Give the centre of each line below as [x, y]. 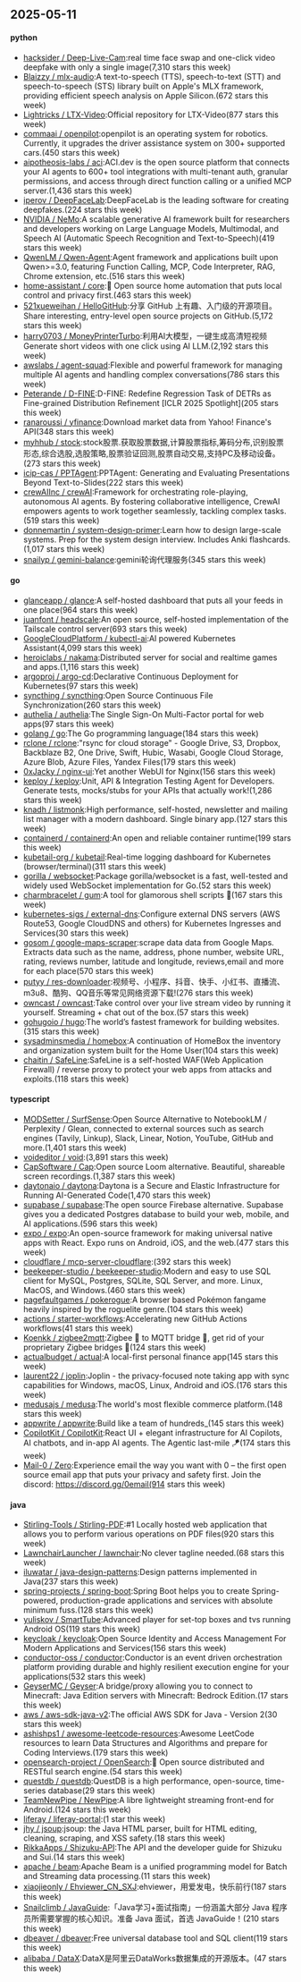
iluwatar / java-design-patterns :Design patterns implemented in [140, 1572]
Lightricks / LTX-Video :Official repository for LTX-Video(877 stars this [151, 114]
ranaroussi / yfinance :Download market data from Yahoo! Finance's [147, 422]
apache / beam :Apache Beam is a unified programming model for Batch [155, 1867]
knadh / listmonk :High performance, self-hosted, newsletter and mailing [155, 809]
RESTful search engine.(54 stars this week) [103, 1772]
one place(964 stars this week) [80, 610]
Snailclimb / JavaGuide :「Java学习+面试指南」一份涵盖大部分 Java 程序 [155, 1908]
